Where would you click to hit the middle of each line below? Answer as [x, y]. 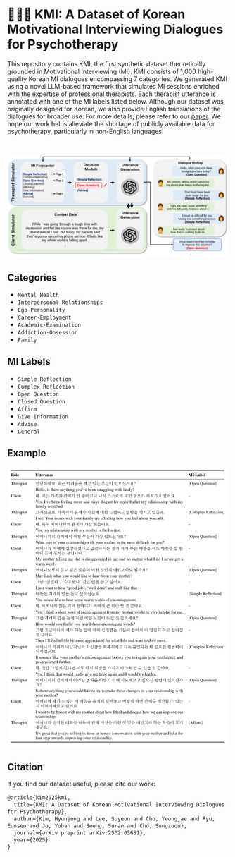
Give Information [43, 417]
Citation [25, 767]
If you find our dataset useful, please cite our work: [82, 784]
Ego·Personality [41, 310]
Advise [27, 424]
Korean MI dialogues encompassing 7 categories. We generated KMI [128, 79]
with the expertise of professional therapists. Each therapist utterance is [112, 94]
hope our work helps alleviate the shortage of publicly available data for [111, 123]
